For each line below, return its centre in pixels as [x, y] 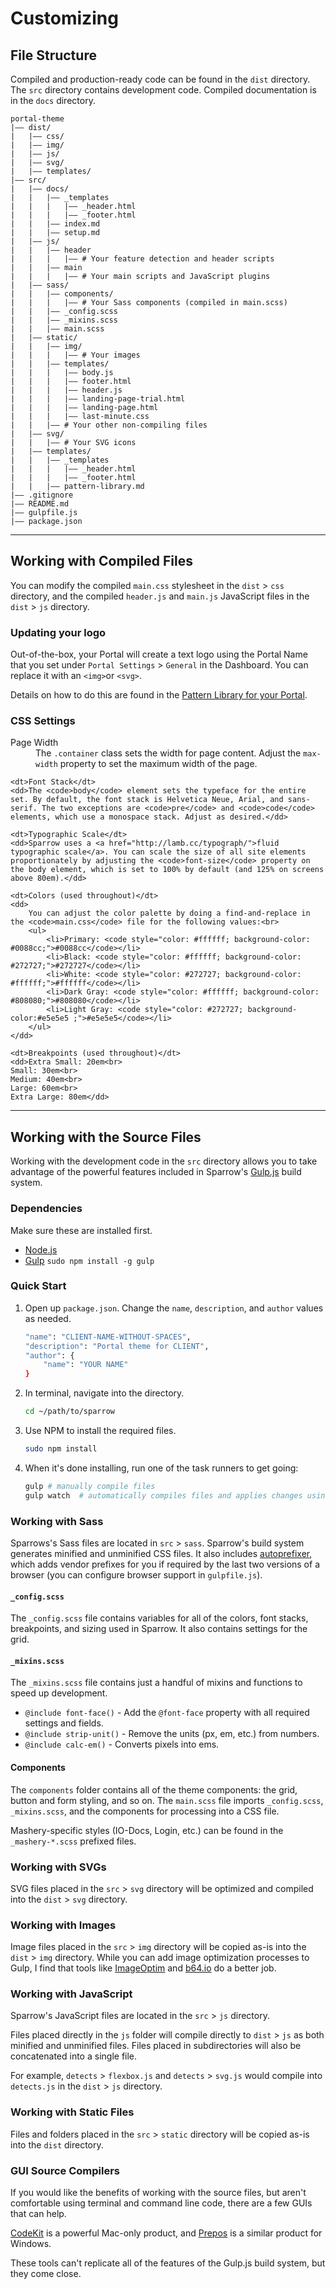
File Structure [53, 55]
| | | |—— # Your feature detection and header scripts [142, 259]
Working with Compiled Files [101, 561]
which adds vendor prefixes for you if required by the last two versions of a [165, 1564]
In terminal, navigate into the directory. [104, 1393]
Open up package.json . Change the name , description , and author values [174, 1308]
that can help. [38, 2214]
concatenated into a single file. [74, 2056]
